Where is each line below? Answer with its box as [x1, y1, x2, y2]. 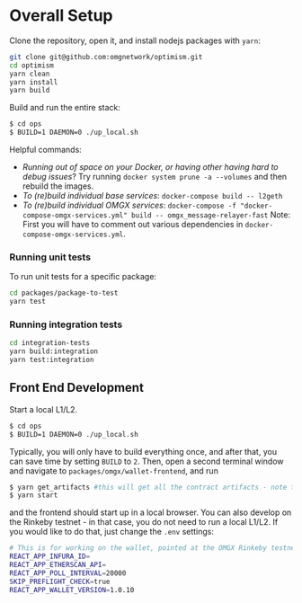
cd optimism [9, 60, 54, 70]
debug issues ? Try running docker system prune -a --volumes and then [22, 172, 288, 182]
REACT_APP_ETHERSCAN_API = [9, 561, 106, 570]
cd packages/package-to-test [9, 288, 119, 297]
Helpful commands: [9, 145, 83, 155]
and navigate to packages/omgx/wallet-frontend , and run [9, 465, 218, 476]
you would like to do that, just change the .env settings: [9, 527, 214, 537]
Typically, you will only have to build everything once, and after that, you [9, 446, 277, 457]
